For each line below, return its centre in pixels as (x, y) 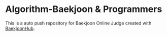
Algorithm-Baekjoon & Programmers (84, 9)
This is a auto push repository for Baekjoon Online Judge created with (78, 23)
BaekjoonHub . (20, 28)
